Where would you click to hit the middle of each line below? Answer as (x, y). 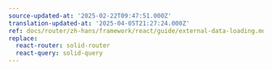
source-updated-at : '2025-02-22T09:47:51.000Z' (90, 16)
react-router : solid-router (63, 46)
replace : (23, 38)
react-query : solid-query (59, 53)
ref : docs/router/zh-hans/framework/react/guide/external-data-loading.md (137, 31)
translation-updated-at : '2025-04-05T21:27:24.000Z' (99, 23)
